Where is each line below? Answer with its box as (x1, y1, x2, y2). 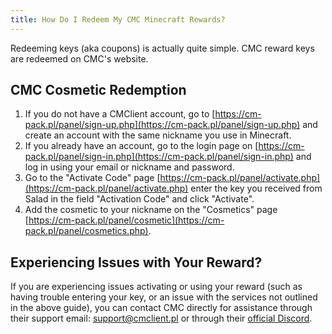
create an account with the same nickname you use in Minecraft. (24, 129, 292, 141)
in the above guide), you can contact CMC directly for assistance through (10, 302, 313, 314)
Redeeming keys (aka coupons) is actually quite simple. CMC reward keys (10, 42, 315, 54)
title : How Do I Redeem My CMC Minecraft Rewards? (10, 14, 226, 25)
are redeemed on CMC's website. (10, 52, 149, 65)
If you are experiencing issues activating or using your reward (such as (10, 281, 303, 293)
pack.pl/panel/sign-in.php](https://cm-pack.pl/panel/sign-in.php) (24, 151, 294, 163)
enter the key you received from (190, 182, 323, 195)
